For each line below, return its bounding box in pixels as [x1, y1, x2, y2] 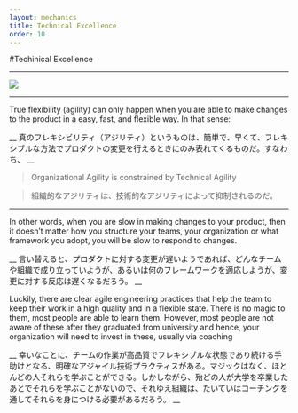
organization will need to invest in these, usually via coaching [9, 331, 233, 342]
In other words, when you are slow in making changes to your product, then [9, 217, 286, 227]
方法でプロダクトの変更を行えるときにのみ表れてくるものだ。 [39, 143, 265, 154]
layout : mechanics [9, 12, 77, 22]
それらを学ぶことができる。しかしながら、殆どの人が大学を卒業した [39, 372, 289, 383]
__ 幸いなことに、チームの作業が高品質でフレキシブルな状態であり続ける [9, 350, 275, 361]
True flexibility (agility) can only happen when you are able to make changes [9, 104, 288, 115]
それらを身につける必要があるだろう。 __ [32, 394, 181, 405]
